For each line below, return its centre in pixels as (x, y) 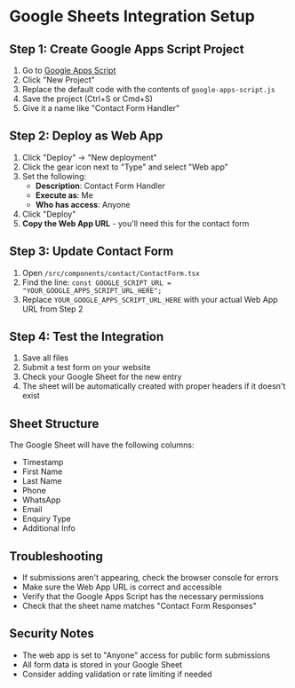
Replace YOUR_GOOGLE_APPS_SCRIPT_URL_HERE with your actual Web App (150, 299)
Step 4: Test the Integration (87, 337)
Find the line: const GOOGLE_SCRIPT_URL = (96, 282)
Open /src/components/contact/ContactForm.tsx (111, 273)
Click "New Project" (58, 80)
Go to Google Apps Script (69, 70)
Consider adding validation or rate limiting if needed (117, 674)
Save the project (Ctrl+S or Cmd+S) (88, 99)
